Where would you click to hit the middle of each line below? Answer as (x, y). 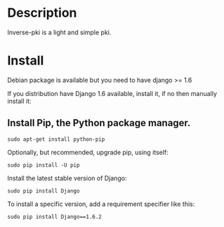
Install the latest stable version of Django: (67, 178)
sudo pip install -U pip (44, 165)
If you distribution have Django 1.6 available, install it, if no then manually (112, 93)
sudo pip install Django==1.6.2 (54, 216)
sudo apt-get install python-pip (56, 139)
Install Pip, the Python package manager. (99, 123)
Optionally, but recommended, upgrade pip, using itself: (88, 152)
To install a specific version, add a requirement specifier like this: (101, 204)
